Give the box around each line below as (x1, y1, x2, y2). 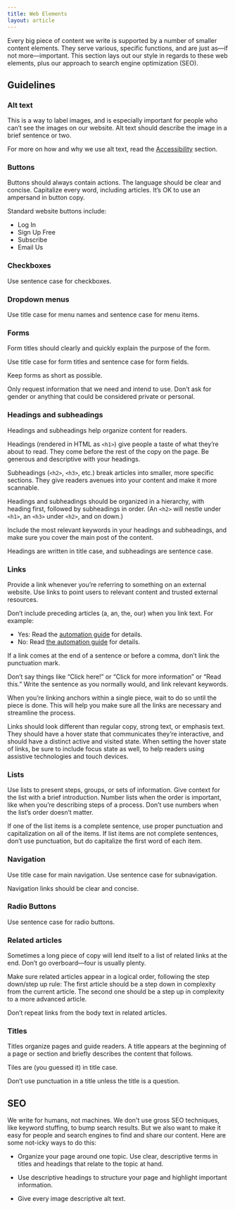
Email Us (17, 243, 44, 252)
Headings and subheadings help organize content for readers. (7, 426, 188, 434)
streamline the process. (7, 708, 76, 717)
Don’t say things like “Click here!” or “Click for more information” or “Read (7, 672, 222, 681)
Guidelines (7, 79, 56, 91)
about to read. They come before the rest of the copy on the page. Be (7, 447, 210, 455)
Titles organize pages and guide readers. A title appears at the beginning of (7, 1042, 227, 1051)
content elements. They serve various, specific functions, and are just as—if (7, 44, 229, 52)
